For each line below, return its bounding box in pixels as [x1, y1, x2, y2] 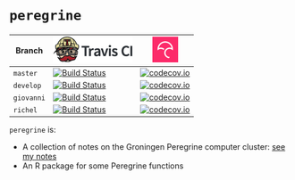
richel [13, 106, 38, 115]
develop [13, 81, 42, 90]
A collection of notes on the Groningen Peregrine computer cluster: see [21, 141, 286, 151]
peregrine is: [9, 124, 56, 135]
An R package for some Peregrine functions [21, 160, 184, 171]
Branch [15, 45, 43, 56]
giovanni [13, 94, 46, 102]
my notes [21, 151, 57, 161]
